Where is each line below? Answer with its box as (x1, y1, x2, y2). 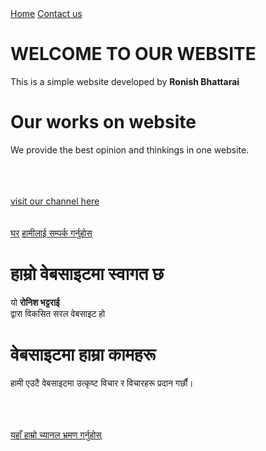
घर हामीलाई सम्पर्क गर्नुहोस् (10, 227, 93, 239)
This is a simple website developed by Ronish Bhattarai (10, 75, 240, 87)
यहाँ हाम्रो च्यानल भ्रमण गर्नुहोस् (10, 428, 102, 441)
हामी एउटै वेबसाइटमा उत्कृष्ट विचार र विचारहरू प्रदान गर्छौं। (10, 377, 194, 389)
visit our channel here (10, 195, 100, 207)
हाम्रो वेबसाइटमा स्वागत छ (10, 263, 165, 286)
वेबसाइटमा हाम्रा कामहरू (10, 343, 157, 366)
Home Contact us (10, 8, 83, 19)
